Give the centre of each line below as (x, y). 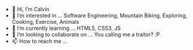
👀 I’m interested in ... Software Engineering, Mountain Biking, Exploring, (99, 15)
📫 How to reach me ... (39, 41)
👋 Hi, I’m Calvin (30, 9)
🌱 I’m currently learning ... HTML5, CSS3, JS (66, 28)
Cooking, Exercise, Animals (45, 22)
